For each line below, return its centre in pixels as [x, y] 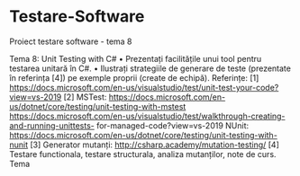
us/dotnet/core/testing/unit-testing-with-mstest [98, 106]
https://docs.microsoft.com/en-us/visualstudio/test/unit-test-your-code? [144, 87]
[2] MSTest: [85, 97]
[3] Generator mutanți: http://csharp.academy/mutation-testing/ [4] [155, 145]
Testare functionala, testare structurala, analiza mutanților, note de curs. [143, 154]
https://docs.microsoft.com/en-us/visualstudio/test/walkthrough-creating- [147, 116]
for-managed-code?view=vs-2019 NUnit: [173, 125]
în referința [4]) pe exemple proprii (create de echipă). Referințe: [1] [134, 77]
